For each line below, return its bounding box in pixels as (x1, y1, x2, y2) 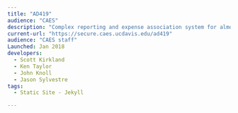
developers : (7, 50, 42, 57)
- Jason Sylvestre (13, 76, 69, 83)
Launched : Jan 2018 (7, 43, 65, 50)
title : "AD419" (7, 10, 52, 18)
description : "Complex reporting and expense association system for (7, 23, 217, 30)
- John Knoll (13, 69, 52, 76)
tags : (7, 83, 23, 90)
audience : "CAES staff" (7, 37, 78, 44)
